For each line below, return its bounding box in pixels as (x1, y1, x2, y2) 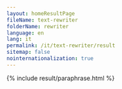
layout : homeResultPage (6, 10, 76, 17)
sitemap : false (6, 49, 51, 56)
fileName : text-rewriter (6, 17, 78, 23)
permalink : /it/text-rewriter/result (6, 42, 116, 49)
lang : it (6, 36, 32, 43)
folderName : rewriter (6, 23, 69, 30)
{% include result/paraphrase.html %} (6, 74, 115, 82)
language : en (6, 29, 44, 37)
